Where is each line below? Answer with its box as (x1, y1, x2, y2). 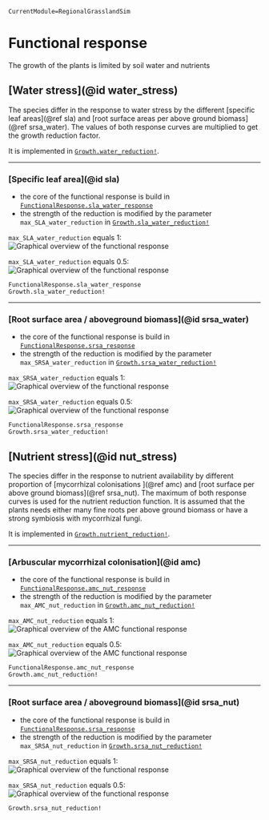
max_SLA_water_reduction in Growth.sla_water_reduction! (19, 217, 210, 227)
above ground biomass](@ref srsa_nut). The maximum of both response (8, 488, 247, 498)
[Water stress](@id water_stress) (8, 84, 179, 98)
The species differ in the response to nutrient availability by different (8, 471, 234, 480)
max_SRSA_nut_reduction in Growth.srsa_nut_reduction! (19, 741, 203, 750)
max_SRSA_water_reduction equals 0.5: (8, 397, 133, 407)
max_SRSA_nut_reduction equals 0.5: (8, 780, 126, 790)
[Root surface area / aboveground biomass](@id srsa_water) (8, 313, 250, 324)
